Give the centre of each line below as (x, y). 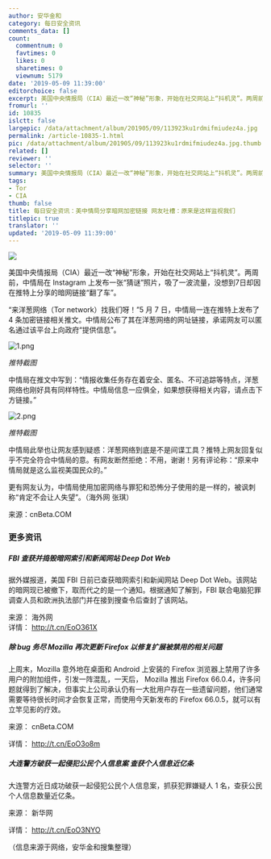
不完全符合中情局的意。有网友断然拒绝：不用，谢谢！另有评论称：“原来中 (137, 460)
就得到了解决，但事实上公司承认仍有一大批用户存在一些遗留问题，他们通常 (139, 689)
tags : (17, 181)
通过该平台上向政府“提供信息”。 (68, 330)
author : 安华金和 (35, 16)
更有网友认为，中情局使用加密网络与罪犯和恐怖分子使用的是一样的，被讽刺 (132, 487)
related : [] (28, 151)
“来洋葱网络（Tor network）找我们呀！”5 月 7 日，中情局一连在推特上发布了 (134, 310)
